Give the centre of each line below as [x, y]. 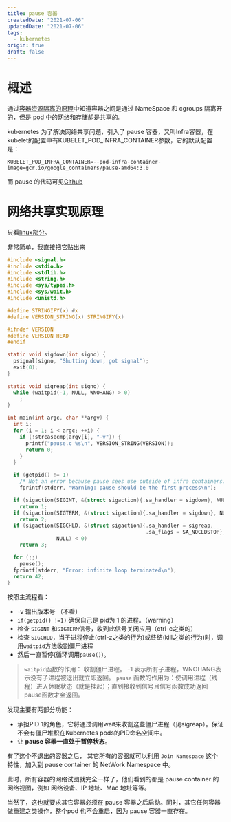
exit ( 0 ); [26, 367]
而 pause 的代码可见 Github [45, 181]
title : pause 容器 [32, 13]
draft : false [26, 52]
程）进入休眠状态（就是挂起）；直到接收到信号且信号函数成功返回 [116, 686]
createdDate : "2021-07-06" [46, 20]
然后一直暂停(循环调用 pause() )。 [63, 655]
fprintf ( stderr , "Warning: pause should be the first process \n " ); [118, 488]
